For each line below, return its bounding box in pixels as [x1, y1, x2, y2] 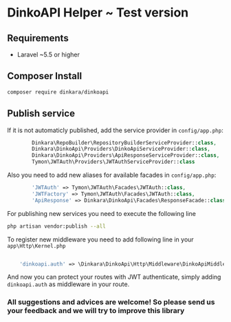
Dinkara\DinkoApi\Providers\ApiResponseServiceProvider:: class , [32, 152, 220, 159]
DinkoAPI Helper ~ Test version [7, 5, 189, 21]
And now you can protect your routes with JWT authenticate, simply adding [7, 273, 221, 281]
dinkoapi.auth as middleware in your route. [7, 280, 130, 288]
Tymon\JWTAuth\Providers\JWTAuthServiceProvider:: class [32, 158, 195, 166]
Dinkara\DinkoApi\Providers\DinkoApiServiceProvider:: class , [32, 146, 211, 153]
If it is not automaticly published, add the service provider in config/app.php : [7, 126, 223, 134]
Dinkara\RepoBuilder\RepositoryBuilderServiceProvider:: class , [32, 139, 217, 146]
